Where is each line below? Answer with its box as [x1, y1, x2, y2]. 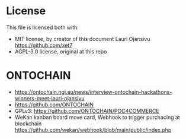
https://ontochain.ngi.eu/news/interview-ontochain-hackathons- [14, 88, 172, 96]
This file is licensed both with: [6, 24, 79, 31]
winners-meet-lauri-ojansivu [14, 94, 85, 102]
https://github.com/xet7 [14, 42, 73, 49]
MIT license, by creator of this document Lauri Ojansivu [14, 35, 150, 42]
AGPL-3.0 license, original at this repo [14, 48, 107, 55]
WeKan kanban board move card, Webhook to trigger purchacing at [14, 113, 181, 121]
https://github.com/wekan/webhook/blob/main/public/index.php [14, 126, 172, 133]
